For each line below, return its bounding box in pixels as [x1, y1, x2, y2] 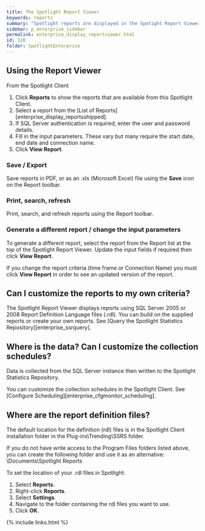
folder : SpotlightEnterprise [6, 43, 81, 49]
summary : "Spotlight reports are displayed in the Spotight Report [6, 20, 182, 26]
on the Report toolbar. [6, 181, 62, 188]
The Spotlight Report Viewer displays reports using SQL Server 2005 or [6, 305, 186, 312]
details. [15, 126, 34, 133]
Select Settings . [15, 494, 56, 501]
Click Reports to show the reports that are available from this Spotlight [15, 93, 193, 101]
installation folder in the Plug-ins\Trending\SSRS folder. [6, 433, 145, 440]
